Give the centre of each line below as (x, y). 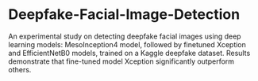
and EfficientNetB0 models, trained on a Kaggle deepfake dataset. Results (129, 53)
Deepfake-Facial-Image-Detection (124, 15)
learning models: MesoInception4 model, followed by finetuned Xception (127, 44)
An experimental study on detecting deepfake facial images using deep (125, 36)
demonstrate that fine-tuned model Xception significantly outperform (121, 61)
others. (20, 69)
